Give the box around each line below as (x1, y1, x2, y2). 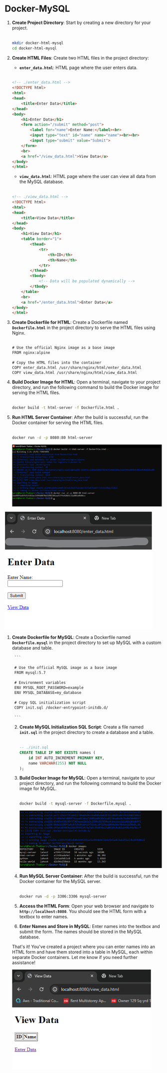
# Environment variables (14, 680, 66, 685)
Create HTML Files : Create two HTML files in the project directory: (11, 54, 149, 60)
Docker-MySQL (4, 3, 70, 14)
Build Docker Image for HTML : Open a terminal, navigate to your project (11, 379, 161, 385)
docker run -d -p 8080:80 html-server (11, 435, 93, 440)
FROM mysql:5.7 (14, 670, 46, 675)
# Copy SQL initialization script (14, 700, 86, 705)
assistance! (11, 959, 36, 965)
